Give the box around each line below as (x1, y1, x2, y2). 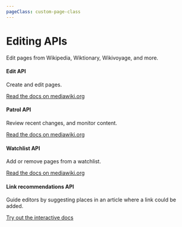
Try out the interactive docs (6, 214, 74, 221)
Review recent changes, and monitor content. (6, 119, 117, 126)
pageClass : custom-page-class (6, 8, 81, 15)
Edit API (6, 68, 27, 75)
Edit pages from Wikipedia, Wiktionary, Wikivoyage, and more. (6, 54, 159, 61)
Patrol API (6, 106, 31, 113)
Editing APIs (6, 34, 68, 48)
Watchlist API (6, 144, 40, 152)
